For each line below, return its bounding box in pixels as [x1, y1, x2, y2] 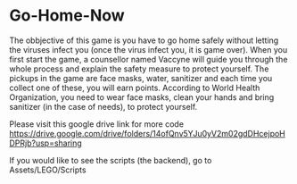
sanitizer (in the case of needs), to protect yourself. [9, 101, 198, 112]
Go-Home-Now [9, 5, 125, 26]
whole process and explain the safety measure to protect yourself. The [9, 63, 269, 74]
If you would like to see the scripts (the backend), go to [9, 155, 212, 165]
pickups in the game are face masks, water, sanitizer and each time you [9, 72, 273, 83]
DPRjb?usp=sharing [9, 138, 82, 148]
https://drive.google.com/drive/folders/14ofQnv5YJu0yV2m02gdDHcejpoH [9, 128, 285, 138]
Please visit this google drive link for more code [9, 118, 185, 130]
